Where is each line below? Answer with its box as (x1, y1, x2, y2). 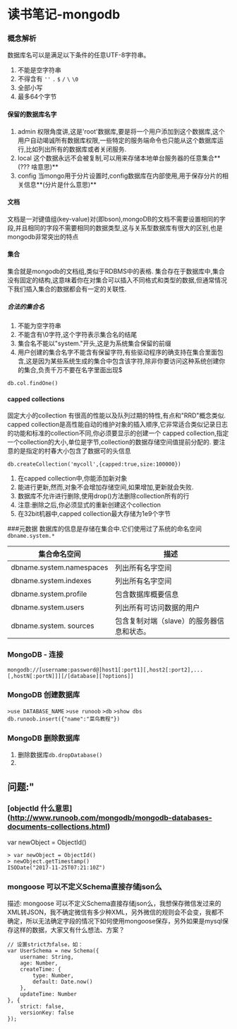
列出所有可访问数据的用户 (115, 603, 200, 613)
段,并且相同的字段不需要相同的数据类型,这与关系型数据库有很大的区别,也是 (7, 224, 224, 232)
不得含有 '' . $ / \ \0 (17, 75, 79, 84)
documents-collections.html (7, 822, 108, 832)
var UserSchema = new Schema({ (7, 948, 99, 955)
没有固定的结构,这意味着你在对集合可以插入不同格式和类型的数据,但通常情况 (7, 276, 228, 284)
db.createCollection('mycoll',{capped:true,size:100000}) (7, 461, 181, 468)
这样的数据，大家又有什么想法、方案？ (13, 926, 125, 934)
